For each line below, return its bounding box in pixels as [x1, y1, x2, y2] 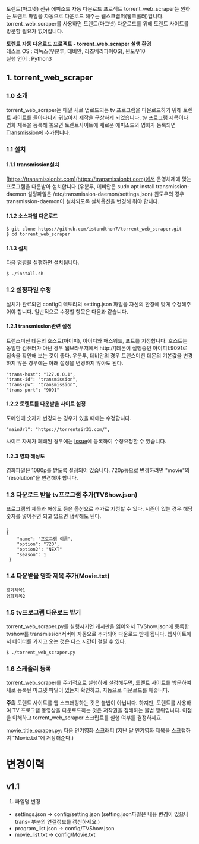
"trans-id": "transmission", [6, 376, 78, 383]
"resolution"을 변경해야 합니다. [6, 474, 78, 482]
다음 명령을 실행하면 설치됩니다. [6, 259, 80, 266]
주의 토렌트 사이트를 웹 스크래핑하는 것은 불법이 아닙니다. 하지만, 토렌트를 [6, 699, 176, 706]
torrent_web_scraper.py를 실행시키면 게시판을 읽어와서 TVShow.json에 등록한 [6, 623, 189, 630]
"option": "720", [17, 541, 60, 547]
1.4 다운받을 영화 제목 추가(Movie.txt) [6, 572, 110, 580]
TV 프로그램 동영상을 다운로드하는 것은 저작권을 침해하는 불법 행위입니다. [12, 707, 181, 714]
